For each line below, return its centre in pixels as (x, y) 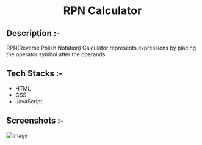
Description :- (33, 33)
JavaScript (29, 101)
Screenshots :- (35, 121)
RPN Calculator (103, 11)
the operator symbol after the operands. (56, 54)
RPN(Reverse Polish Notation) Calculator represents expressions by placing (101, 48)
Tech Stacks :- (34, 74)
